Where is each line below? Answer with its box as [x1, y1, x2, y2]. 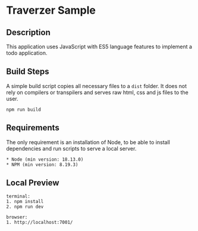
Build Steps [6, 67, 49, 77]
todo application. [6, 49, 48, 57]
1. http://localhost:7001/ [6, 220, 73, 226]
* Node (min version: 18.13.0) [6, 156, 84, 163]
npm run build [6, 107, 42, 113]
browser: [6, 214, 28, 220]
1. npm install [6, 199, 44, 205]
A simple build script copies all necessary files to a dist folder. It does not [6, 82, 187, 89]
